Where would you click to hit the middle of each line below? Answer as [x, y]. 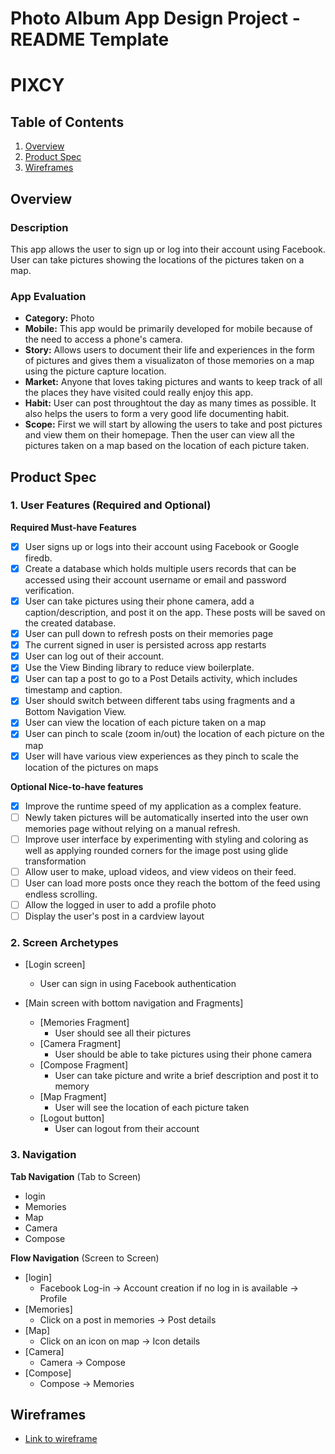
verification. [49, 590]
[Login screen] [55, 964]
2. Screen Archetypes [64, 942]
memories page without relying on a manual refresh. [132, 828]
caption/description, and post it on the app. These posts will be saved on [175, 613]
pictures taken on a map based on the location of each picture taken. [167, 446]
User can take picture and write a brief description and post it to [186, 1076]
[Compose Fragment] [83, 1065]
